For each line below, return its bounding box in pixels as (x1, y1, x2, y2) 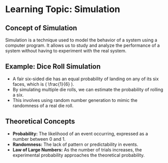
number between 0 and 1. (12, 136, 66, 142)
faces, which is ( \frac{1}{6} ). (12, 81, 74, 87)
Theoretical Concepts (5, 117, 75, 126)
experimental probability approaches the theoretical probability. (12, 152, 145, 158)
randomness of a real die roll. (12, 102, 74, 108)
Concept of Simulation (5, 24, 77, 32)
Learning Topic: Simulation (5, 4, 120, 15)
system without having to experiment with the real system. (5, 48, 127, 53)
